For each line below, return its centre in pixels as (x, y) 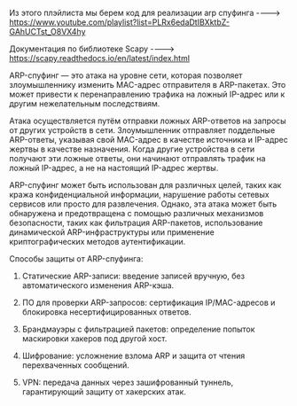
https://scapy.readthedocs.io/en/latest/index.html (100, 58)
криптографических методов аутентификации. (98, 242)
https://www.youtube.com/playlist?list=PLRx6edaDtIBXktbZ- (120, 22)
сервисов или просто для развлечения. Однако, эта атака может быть (143, 204)
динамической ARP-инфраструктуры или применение (112, 232)
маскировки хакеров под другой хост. (94, 339)
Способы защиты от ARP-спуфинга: (76, 259)
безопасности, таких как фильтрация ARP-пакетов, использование (136, 223)
